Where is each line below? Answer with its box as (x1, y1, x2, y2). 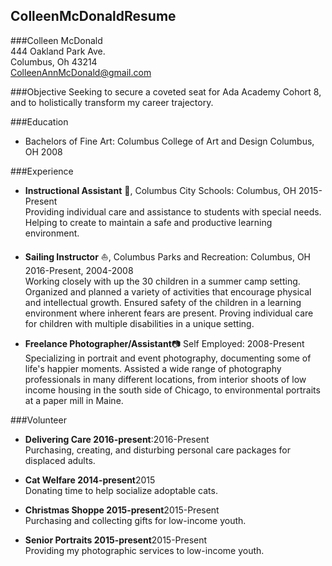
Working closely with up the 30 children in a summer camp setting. (24, 275, 301, 287)
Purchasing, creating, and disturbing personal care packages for (24, 444, 291, 456)
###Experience (10, 165, 74, 177)
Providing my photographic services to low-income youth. (24, 544, 265, 556)
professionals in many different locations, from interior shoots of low (24, 373, 307, 385)
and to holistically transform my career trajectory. (10, 96, 214, 108)
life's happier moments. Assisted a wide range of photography (24, 362, 282, 374)
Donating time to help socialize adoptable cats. (24, 484, 218, 496)
